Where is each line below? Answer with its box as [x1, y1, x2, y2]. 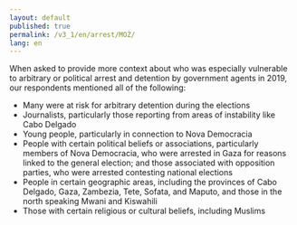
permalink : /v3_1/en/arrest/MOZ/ [9, 30, 136, 39]
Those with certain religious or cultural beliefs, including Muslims [22, 205, 265, 217]
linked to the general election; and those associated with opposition [22, 157, 275, 168]
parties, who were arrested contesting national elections [22, 167, 234, 178]
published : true [9, 22, 71, 31]
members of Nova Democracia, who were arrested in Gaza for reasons [22, 148, 287, 159]
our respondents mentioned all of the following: [9, 82, 187, 93]
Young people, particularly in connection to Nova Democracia [22, 128, 253, 140]
